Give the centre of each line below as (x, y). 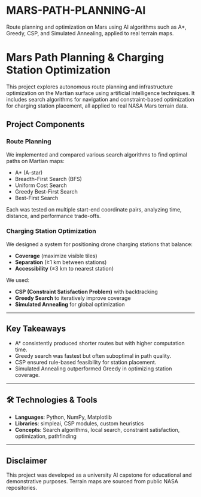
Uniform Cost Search (41, 185)
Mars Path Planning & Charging (85, 58)
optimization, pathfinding (45, 436)
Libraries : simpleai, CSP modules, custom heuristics (79, 424)
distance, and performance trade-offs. (54, 216)
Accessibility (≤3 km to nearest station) (64, 268)
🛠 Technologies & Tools (52, 400)
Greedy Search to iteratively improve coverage (73, 298)
